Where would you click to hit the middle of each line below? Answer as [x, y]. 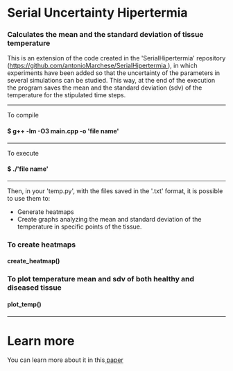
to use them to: [29, 198]
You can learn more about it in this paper [65, 360]
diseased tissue [35, 288]
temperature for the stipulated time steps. [67, 95]
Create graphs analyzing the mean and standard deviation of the [109, 219]
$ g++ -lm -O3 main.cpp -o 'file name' [63, 131]
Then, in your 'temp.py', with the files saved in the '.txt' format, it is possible [115, 191]
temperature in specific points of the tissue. [79, 226]
